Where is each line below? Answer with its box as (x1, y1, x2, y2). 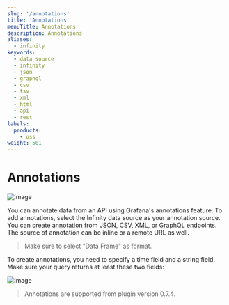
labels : (7, 120, 30, 127)
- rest (13, 114, 33, 120)
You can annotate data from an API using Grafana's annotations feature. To (7, 206, 223, 214)
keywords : (7, 49, 36, 56)
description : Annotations (7, 29, 82, 37)
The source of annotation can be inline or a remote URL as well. (7, 228, 190, 237)
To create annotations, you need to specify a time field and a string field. (7, 256, 216, 264)
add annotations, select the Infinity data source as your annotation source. (7, 214, 221, 222)
